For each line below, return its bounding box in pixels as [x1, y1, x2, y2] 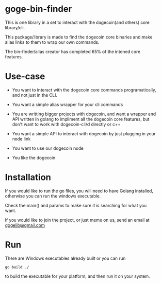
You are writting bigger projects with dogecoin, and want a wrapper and [12, 111, 156, 117]
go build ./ [5, 265, 29, 269]
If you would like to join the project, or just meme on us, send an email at [5, 217, 150, 223]
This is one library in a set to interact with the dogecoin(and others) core [5, 19, 150, 25]
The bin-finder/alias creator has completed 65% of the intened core [5, 49, 141, 54]
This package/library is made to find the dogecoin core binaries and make [5, 34, 153, 40]
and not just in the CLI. [12, 92, 57, 98]
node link [12, 136, 31, 142]
